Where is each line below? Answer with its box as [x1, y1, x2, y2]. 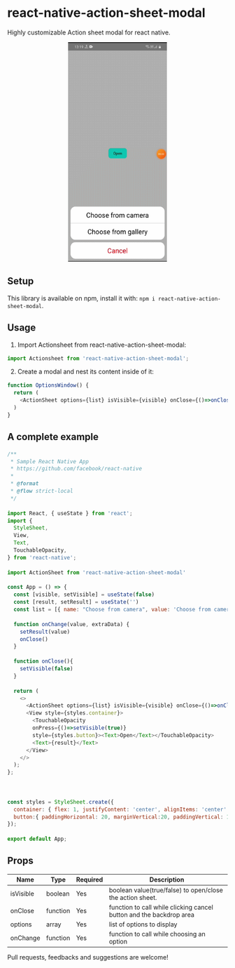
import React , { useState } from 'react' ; [7, 510, 133, 517]
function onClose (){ [13, 658, 73, 665]
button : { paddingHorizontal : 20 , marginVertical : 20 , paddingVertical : [13, 813, 224, 821]
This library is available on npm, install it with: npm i [7, 293, 155, 303]
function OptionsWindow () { [7, 382, 90, 389]
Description [149, 875, 185, 884]
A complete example [7, 431, 99, 443]
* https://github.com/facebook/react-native [10, 465, 142, 472]
